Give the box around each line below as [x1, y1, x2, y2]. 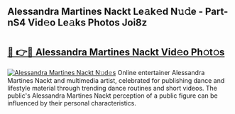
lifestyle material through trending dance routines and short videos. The [7, 84, 218, 92]
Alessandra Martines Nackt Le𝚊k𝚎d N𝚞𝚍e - [7, 6, 204, 18]
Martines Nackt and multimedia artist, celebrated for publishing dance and [7, 76, 225, 84]
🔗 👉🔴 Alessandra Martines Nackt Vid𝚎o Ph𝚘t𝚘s [7, 46, 225, 58]
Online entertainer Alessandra [117, 69, 205, 76]
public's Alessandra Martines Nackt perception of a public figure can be [7, 91, 218, 100]
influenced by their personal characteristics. [7, 99, 137, 107]
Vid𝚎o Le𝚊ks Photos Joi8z [27, 17, 148, 29]
